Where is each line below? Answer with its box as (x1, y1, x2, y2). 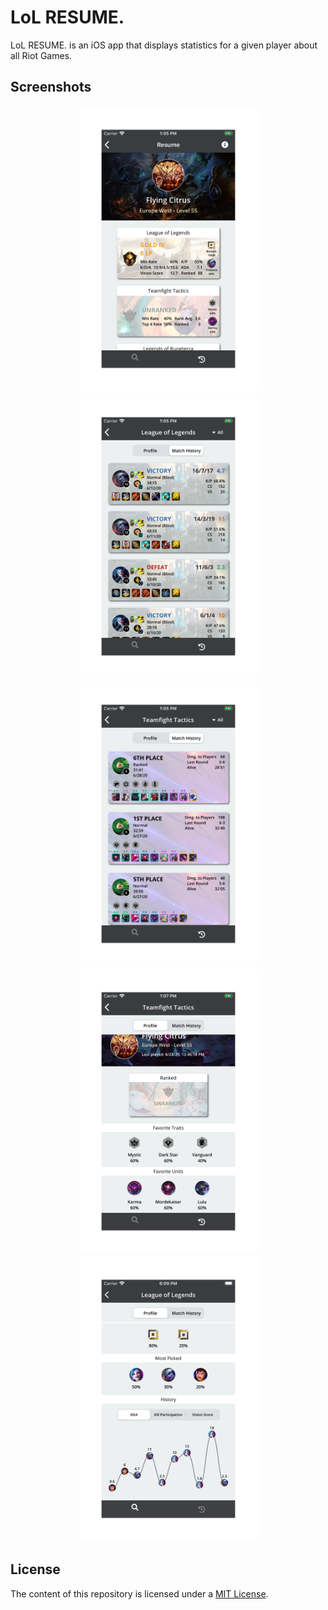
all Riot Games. (10, 49, 73, 61)
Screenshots (10, 79, 92, 96)
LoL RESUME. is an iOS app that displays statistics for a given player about (10, 39, 318, 51)
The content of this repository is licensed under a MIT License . (10, 1587, 269, 1600)
